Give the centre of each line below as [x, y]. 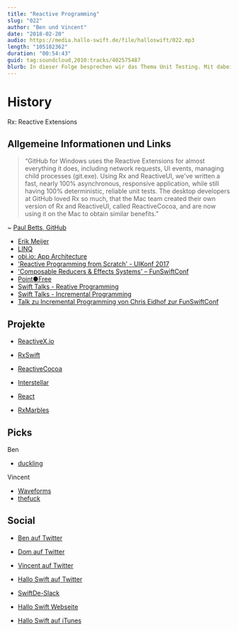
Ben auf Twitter [40, 538]
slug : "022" [25, 21]
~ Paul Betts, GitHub [37, 227]
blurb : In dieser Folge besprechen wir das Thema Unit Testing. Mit [110, 67]
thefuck [29, 498]
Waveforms [34, 491]
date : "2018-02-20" [36, 34]
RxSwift [29, 355]
